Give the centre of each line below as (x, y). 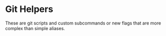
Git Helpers (29, 9)
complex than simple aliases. (35, 28)
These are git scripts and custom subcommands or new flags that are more (83, 23)
